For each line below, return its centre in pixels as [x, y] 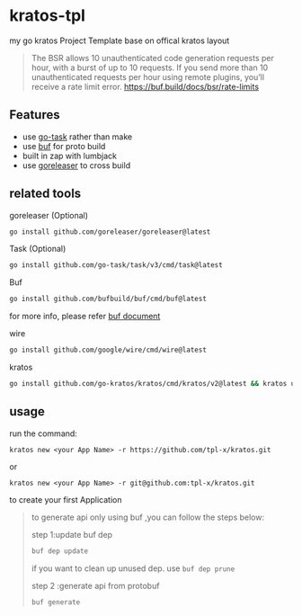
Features [35, 115]
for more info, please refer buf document [85, 317]
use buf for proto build [64, 146]
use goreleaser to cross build [76, 165]
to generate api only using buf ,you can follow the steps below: [148, 517]
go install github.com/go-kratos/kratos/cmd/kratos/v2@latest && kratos [148, 384]
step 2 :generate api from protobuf [95, 585]
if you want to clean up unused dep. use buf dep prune [133, 568]
